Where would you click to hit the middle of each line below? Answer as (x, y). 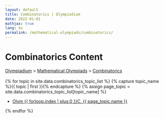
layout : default (22, 10)
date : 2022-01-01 (23, 19)
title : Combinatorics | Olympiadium (43, 14)
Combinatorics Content (54, 57)
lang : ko (14, 28)
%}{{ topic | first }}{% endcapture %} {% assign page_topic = (68, 86)
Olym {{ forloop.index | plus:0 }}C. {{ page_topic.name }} (70, 101)
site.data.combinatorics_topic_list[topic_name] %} (56, 91)
